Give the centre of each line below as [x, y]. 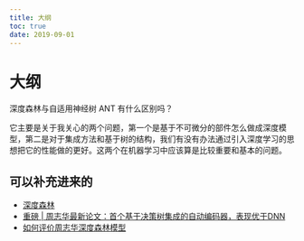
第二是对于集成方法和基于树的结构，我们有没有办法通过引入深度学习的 [156, 139]
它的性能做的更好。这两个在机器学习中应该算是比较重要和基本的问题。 [156, 151]
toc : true [28, 26]
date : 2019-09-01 [42, 34]
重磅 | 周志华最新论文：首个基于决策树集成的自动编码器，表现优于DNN [154, 217]
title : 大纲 [30, 18]
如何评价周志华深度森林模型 [74, 227]
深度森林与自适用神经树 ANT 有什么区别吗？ [91, 108]
